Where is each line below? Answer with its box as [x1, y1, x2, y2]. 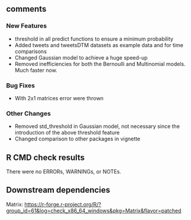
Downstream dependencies [6, 185, 111, 195]
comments [6, 4, 47, 14]
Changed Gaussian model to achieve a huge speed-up [14, 54, 148, 61]
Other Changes [6, 109, 51, 117]
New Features [6, 22, 47, 30]
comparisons [14, 48, 47, 55]
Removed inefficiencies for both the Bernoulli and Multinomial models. [14, 60, 186, 67]
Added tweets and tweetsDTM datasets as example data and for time [14, 41, 183, 48]
